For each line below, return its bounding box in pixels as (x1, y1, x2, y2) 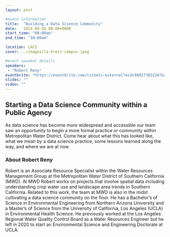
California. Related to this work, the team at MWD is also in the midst (5, 189, 148, 195)
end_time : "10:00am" (5, 35, 49, 41)
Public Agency (5, 108, 52, 117)
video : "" (5, 82, 26, 87)
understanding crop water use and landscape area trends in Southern (5, 184, 151, 190)
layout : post (5, 7, 33, 13)
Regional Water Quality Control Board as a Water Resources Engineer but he (5, 216, 164, 222)
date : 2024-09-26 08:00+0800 (5, 26, 71, 31)
